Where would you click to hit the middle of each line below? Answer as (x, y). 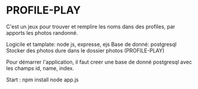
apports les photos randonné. (42, 32)
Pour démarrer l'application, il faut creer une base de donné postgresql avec (99, 62)
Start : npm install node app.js (42, 80)
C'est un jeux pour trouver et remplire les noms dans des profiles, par (91, 27)
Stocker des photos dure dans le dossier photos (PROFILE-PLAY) (85, 50)
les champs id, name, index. (40, 68)
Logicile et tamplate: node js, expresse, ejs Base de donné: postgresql (91, 44)
